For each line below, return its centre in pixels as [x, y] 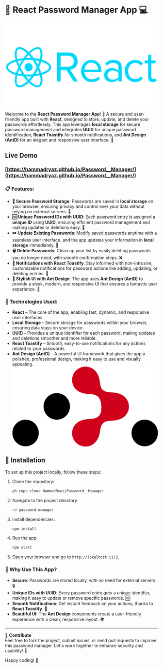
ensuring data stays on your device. [48, 328]
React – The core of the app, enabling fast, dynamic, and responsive [81, 312]
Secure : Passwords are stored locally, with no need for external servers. [84, 580]
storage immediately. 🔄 [35, 245]
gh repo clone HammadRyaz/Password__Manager [58, 491]
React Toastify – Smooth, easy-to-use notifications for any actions [79, 344]
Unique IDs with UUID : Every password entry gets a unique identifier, [81, 593]
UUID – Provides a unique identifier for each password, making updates [83, 333]
